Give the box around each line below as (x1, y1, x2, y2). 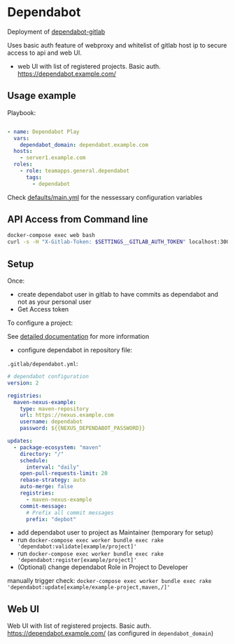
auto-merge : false (20, 483, 73, 490)
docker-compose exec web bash (7, 232, 96, 239)
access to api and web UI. (7, 48, 83, 57)
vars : (13, 135, 30, 142)
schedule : (20, 457, 49, 464)
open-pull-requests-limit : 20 (20, 470, 108, 477)
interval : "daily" (25, 464, 80, 471)
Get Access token (17, 305, 69, 313)
